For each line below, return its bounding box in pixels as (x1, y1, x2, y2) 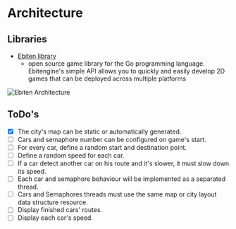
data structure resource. (17, 198, 88, 206)
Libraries (7, 33, 47, 45)
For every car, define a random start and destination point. (17, 143, 187, 151)
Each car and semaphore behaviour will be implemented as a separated (17, 175, 226, 183)
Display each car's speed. (17, 213, 94, 222)
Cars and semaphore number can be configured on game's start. (17, 135, 206, 143)
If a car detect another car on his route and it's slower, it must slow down (17, 159, 230, 168)
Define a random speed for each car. (17, 151, 125, 160)
